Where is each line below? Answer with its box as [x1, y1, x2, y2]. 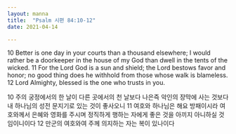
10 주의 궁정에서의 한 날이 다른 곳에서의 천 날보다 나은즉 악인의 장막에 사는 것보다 [7, 93, 229, 102]
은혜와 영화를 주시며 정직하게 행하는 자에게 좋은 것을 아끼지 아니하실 [31, 110, 218, 119]
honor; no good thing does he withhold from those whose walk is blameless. [7, 71, 228, 79]
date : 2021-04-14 [7, 23, 58, 30]
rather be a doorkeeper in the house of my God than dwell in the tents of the [7, 56, 228, 65]
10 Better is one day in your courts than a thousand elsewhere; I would [7, 48, 211, 57]
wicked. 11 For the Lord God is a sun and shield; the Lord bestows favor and [7, 64, 226, 72]
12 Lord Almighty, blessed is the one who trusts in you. [7, 79, 165, 87]
